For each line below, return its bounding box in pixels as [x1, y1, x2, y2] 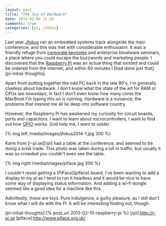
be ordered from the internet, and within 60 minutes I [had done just [5, 65, 144, 72]
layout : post [5, 7, 32, 12]
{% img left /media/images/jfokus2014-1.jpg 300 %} [5, 131, 111, 137]
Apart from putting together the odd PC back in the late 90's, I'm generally [5, 80, 157, 86]
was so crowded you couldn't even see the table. [5, 151, 105, 157]
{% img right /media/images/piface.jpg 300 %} [5, 160, 101, 166]
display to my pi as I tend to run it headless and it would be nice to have [5, 175, 151, 181]
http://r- [140, 210, 156, 216]
